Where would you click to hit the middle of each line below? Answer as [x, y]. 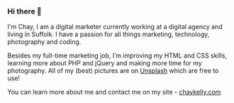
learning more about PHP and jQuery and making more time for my [105, 63]
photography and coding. [44, 42]
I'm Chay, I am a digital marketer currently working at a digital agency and [115, 27]
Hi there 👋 [25, 11]
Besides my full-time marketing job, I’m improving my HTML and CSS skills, [117, 55]
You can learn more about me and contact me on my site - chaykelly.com [114, 92]
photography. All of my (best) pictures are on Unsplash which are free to [113, 71]
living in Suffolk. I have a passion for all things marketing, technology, [108, 34]
